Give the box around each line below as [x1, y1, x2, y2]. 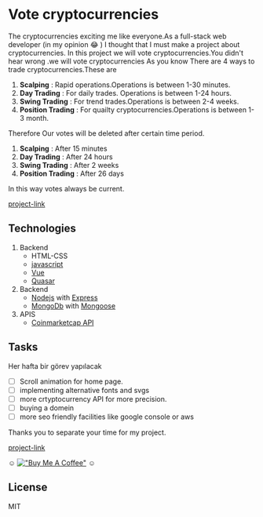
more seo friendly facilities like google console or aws [19, 412, 195, 421]
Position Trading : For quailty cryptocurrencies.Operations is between [19, 104, 247, 115]
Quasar [31, 276, 55, 286]
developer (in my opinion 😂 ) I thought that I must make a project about [8, 39, 240, 49]
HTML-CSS [31, 251, 68, 260]
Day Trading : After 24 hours [19, 151, 113, 162]
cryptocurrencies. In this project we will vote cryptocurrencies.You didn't [8, 48, 244, 57]
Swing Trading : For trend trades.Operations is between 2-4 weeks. [19, 96, 239, 106]
